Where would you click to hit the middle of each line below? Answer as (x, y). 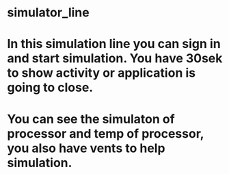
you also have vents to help (86, 148)
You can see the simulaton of (91, 119)
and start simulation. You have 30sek (115, 59)
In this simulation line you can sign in (114, 44)
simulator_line (49, 13)
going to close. (50, 88)
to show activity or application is (102, 73)
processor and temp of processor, (106, 133)
